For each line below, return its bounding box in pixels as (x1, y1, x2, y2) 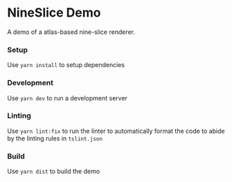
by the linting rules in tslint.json (7, 134, 102, 143)
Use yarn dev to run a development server (7, 93, 128, 102)
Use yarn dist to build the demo (7, 167, 100, 176)
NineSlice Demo (7, 5, 101, 21)
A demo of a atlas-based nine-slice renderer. (7, 28, 136, 36)
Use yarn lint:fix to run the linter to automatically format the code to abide (7, 127, 225, 135)
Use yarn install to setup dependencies (7, 61, 125, 69)
